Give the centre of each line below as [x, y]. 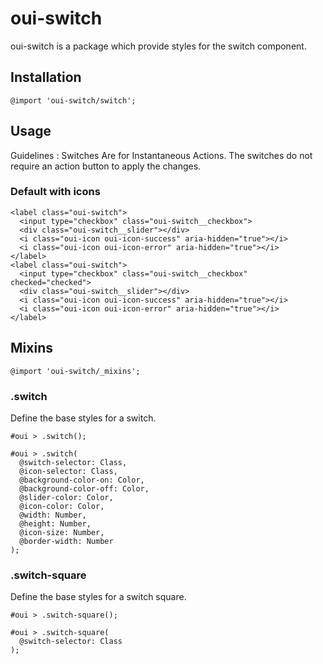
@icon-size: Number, [62, 532]
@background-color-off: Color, [84, 488]
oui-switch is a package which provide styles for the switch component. [158, 46]
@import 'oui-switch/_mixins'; [75, 371]
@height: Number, [55, 523]
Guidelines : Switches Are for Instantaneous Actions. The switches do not [161, 155]
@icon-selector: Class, [68, 471]
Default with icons [55, 192]
